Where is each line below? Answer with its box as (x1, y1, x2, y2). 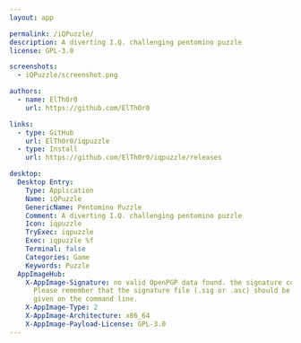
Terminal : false (25, 244, 87, 253)
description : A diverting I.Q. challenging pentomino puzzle (9, 38, 243, 47)
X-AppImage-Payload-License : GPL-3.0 (25, 320, 167, 329)
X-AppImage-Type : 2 (25, 303, 99, 312)
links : (9, 119, 34, 128)
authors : (9, 87, 42, 96)
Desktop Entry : (17, 178, 74, 187)
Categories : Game (25, 252, 90, 261)
